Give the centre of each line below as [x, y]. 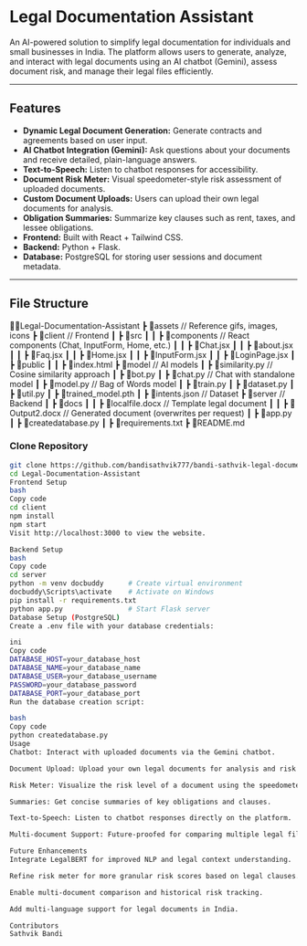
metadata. [42, 266]
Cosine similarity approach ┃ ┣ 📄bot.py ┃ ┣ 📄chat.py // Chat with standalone [152, 374]
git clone [28, 465]
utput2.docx [35, 413]
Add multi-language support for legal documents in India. [124, 909]
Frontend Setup [38, 482]
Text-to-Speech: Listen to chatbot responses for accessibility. [140, 169]
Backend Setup [37, 550]
